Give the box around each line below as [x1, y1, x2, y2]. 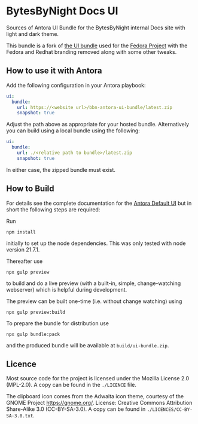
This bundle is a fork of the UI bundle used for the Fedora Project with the [6, 42, 188, 49]
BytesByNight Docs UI [6, 4, 118, 18]
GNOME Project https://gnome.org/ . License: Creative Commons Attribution [6, 399, 193, 407]
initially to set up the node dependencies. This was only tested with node [6, 240, 186, 247]
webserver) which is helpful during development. [6, 286, 127, 293]
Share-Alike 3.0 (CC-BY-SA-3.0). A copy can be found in [6, 405, 146, 413]
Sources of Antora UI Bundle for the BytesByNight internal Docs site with [6, 24, 185, 31]
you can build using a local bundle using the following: [6, 127, 141, 134]
